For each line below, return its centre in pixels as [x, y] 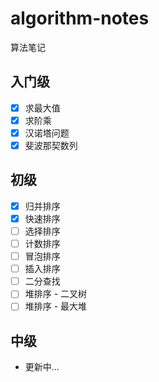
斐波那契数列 [51, 145]
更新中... [42, 367]
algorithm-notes [80, 18]
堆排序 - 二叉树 [56, 294]
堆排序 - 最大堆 [56, 306]
